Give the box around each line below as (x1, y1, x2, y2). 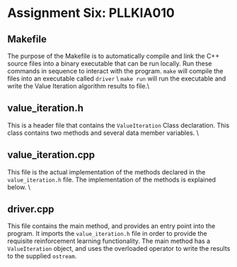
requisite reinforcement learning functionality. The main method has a (7, 237, 211, 245)
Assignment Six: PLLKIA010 (7, 5, 175, 21)
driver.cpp (7, 203, 54, 215)
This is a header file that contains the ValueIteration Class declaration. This (7, 121, 230, 129)
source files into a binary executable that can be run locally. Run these (7, 59, 212, 68)
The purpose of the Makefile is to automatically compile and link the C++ (7, 52, 220, 60)
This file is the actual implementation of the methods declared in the (7, 167, 206, 176)
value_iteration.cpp (7, 149, 96, 161)
